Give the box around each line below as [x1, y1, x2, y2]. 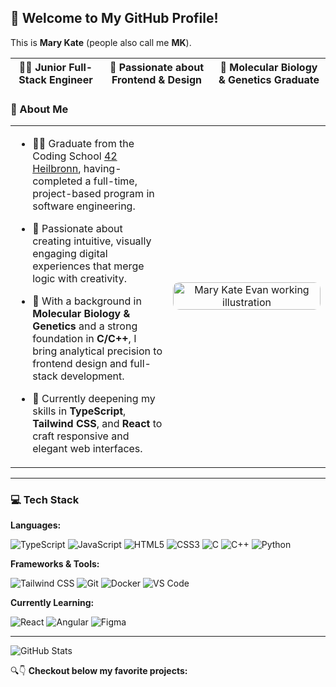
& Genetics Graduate [218, 72, 320, 86]
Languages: [10, 519, 62, 531]
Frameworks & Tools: [10, 558, 100, 570]
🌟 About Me [10, 102, 69, 116]
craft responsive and [32, 429, 130, 443]
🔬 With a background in [32, 294, 142, 308]
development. [60, 369, 125, 383]
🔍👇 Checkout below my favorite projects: [10, 665, 188, 677]
